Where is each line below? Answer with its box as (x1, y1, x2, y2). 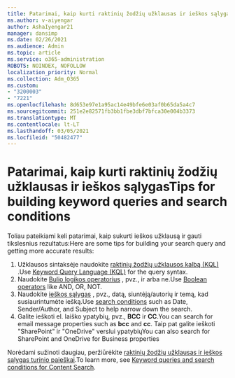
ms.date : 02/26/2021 (7, 36, 68, 43)
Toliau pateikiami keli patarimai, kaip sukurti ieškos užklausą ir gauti (7, 232, 202, 240)
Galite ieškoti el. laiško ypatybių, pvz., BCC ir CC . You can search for (17, 312, 213, 321)
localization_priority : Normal (7, 69, 99, 76)
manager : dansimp (7, 29, 58, 37)
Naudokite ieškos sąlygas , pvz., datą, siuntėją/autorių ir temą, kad (17, 290, 208, 298)
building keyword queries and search (7, 194, 227, 210)
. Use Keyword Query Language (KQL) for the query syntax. (17, 267, 188, 276)
